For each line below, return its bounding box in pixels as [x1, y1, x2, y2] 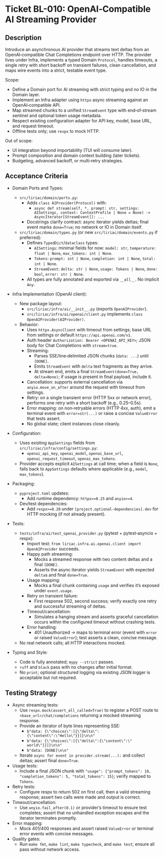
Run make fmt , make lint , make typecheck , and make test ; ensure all [19, 841, 155, 847]
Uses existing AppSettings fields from [19, 440, 95, 445]
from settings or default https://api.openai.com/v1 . [26, 332, 132, 338]
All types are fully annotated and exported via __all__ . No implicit [26, 276, 159, 282]
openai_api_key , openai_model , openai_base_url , [26, 450, 123, 456]
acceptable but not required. [19, 675, 77, 680]
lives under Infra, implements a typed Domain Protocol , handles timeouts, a [5, 57, 158, 62]
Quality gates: [12, 836, 41, 842]
